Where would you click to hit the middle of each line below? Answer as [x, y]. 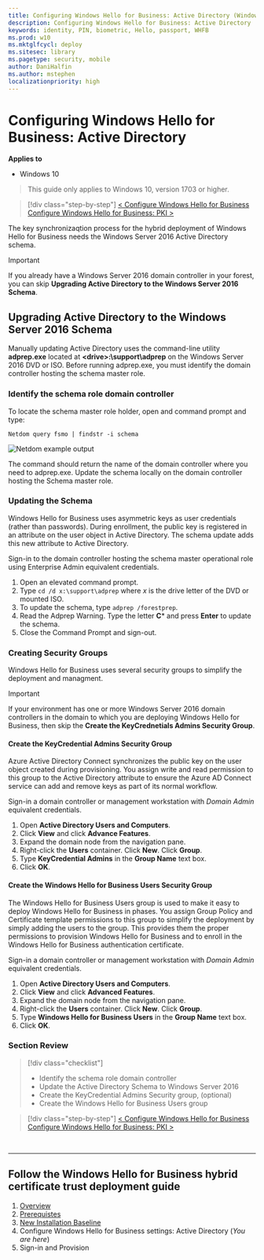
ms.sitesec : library [42, 52]
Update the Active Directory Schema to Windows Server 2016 [139, 1086]
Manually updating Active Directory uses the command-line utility [114, 348]
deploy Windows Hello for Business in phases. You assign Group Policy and [130, 911]
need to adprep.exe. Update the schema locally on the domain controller [125, 472]
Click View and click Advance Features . [85, 834]
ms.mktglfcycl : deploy [45, 45]
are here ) [34, 1239]
